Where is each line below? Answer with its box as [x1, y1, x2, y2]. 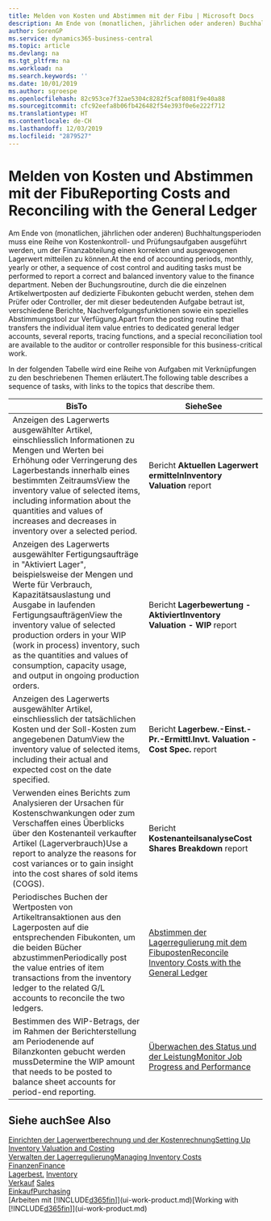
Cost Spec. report [148, 743, 218, 754]
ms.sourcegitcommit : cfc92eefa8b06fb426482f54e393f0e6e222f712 [8, 102, 226, 110]
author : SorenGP [8, 27, 63, 35]
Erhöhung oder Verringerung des [12, 454, 138, 466]
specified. [12, 774, 50, 785]
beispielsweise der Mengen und [12, 568, 134, 580]
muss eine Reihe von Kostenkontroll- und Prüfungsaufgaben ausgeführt [8, 236, 248, 247]
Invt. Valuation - [192, 733, 257, 745]
